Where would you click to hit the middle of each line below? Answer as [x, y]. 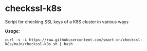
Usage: [13, 31]
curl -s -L [16, 40]
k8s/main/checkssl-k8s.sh [31, 44]
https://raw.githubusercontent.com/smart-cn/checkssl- [86, 40]
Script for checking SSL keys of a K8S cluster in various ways [67, 22]
